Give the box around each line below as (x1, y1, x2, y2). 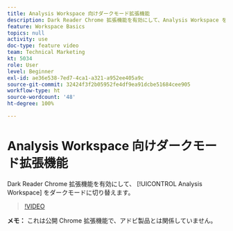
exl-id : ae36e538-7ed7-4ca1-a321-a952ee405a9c (7, 74, 144, 82)
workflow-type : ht (7, 87, 60, 94)
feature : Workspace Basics (7, 23, 85, 30)
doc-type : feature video (7, 42, 79, 49)
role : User (7, 62, 39, 68)
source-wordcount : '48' (7, 94, 76, 101)
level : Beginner (7, 68, 54, 75)
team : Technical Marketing (7, 49, 85, 56)
